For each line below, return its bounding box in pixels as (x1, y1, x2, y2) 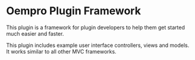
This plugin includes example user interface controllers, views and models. (6, 42, 190, 49)
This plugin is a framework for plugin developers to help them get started (6, 24, 185, 31)
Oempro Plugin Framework (6, 4, 141, 18)
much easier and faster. (6, 30, 64, 37)
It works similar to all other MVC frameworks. (6, 48, 117, 55)
